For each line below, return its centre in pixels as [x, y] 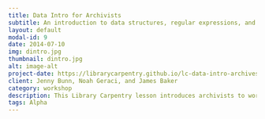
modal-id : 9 [28, 37]
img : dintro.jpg [35, 52]
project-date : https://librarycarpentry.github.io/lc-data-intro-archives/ [135, 74]
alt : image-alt [33, 67]
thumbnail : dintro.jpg [45, 59]
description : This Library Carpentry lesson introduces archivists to [127, 96]
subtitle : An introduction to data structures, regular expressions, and [132, 23]
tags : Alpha [28, 103]
